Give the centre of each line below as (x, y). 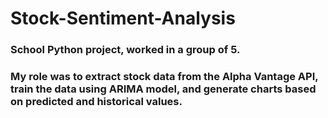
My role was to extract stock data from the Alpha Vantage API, (164, 77)
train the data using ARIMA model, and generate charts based (163, 89)
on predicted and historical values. (96, 102)
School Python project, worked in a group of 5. (125, 50)
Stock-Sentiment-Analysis (123, 18)
